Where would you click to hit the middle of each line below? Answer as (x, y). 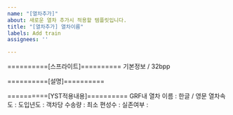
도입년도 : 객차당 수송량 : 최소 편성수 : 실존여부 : (83, 105)
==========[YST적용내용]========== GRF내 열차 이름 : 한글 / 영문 (107, 96)
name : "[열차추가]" (33, 14)
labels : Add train (34, 33)
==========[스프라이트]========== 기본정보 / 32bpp (89, 66)
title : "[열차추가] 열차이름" (46, 26)
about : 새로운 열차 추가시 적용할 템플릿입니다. (67, 20)
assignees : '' (28, 40)
